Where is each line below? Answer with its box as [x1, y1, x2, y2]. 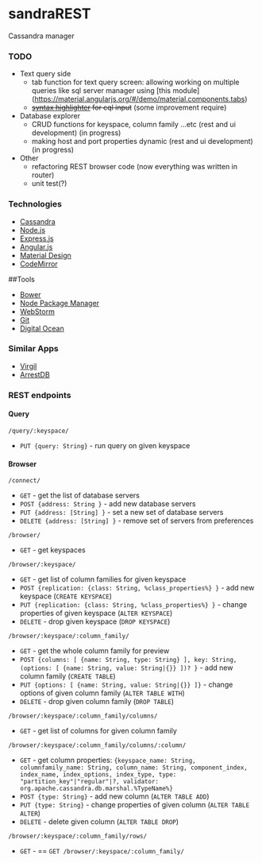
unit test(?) [31, 179, 67, 188]
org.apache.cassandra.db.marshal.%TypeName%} [19, 784, 173, 793]
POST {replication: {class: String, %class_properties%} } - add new [19, 583, 255, 593]
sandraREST [8, 5, 91, 23]
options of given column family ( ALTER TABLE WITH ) [19, 688, 185, 698]
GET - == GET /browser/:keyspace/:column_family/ [19, 846, 185, 856]
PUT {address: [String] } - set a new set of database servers [19, 508, 224, 517]
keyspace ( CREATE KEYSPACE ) [19, 591, 113, 601]
